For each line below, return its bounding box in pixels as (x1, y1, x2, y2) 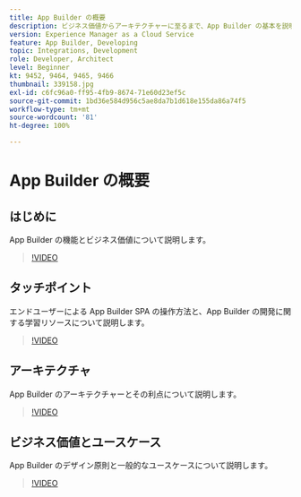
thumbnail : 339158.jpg (9, 80, 94, 89)
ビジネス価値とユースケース (9, 435, 161, 450)
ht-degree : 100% (9, 122, 70, 131)
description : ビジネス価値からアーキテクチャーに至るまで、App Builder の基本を (9, 21, 282, 30)
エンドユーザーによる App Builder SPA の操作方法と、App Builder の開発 (9, 305, 276, 316)
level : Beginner (9, 64, 70, 73)
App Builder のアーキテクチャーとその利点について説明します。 (9, 389, 242, 399)
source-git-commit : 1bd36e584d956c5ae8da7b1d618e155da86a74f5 (9, 96, 246, 106)
